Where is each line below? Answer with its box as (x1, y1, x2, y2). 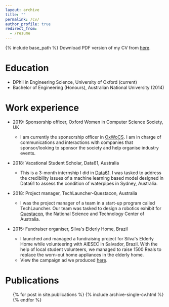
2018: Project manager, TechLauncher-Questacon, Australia (12, 190, 138, 196)
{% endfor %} (12, 296, 42, 303)
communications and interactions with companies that (20, 139, 133, 145)
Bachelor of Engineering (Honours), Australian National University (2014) (12, 84, 164, 90)
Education (5, 63, 49, 74)
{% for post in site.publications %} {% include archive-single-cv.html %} (12, 291, 164, 297)
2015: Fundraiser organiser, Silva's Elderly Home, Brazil (12, 226, 128, 232)
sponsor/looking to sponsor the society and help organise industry (20, 144, 159, 150)
